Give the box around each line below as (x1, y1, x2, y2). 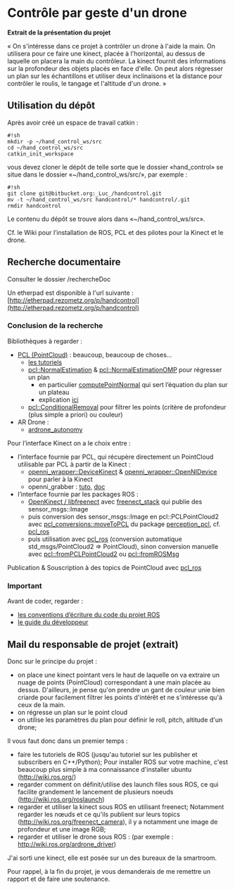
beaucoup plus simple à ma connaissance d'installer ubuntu (17, 765, 192, 773)
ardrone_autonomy (27, 425, 83, 433)
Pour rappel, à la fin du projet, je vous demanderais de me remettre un (7, 867, 211, 875)
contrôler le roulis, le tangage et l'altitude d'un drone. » (7, 79, 167, 87)
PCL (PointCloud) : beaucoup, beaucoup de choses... (17, 350, 172, 359)
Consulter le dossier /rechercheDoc (7, 274, 111, 283)
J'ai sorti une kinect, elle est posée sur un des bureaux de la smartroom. (7, 853, 217, 862)
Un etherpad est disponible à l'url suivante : (7, 288, 134, 297)
